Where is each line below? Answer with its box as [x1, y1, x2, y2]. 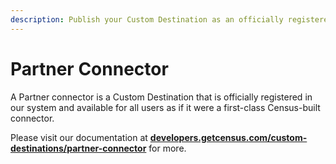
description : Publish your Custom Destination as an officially [10, 14, 284, 25]
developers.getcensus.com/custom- [149, 131, 308, 143]
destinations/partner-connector [10, 142, 147, 154]
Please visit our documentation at [10, 131, 148, 143]
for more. [148, 142, 187, 154]
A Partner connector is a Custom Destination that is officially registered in [10, 91, 313, 103]
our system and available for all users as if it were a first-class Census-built [10, 101, 321, 113]
